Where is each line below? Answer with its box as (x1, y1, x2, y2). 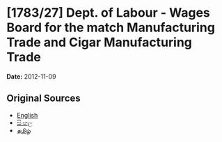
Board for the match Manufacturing (6, 19, 215, 35)
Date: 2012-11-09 (6, 72, 56, 81)
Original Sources (6, 93, 81, 104)
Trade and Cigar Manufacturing (6, 35, 193, 50)
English (16, 111, 38, 119)
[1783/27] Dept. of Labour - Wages (6, 5, 210, 21)
